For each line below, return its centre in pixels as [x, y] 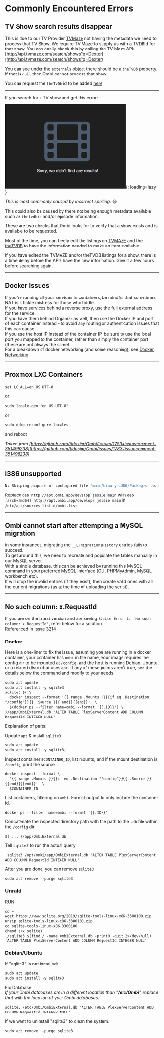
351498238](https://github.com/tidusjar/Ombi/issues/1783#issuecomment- [81, 448]
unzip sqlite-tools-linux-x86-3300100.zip [49, 921]
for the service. [20, 313]
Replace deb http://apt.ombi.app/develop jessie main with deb [70, 495]
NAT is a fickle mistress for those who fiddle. [50, 302]
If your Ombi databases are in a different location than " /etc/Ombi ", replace [82, 992]
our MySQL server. [24, 561]
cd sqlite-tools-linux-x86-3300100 [41, 926]
